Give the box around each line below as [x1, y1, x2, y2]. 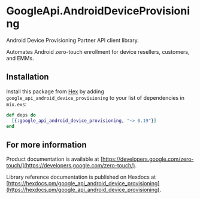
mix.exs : [6, 100, 27, 108]
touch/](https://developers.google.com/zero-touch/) [6, 162, 135, 169]
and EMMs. [6, 54, 34, 62]
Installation [6, 72, 49, 82]
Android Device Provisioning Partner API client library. [6, 36, 139, 44]
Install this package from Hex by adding [6, 88, 105, 95]
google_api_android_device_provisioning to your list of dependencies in [6, 94, 184, 101]
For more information [6, 139, 87, 150]
